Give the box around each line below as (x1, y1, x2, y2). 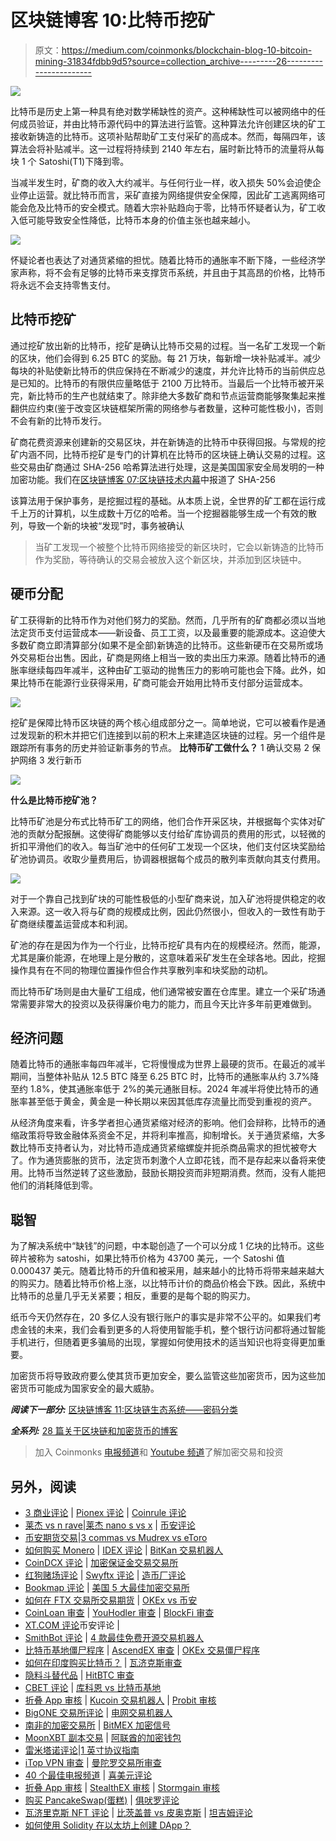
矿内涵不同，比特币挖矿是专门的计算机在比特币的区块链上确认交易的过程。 (10, 448, 317, 460)
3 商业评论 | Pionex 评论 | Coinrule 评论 (24, 1507, 187, 1518)
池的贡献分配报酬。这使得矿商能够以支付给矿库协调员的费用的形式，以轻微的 (10, 827, 326, 840)
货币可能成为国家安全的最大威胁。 (18, 1382, 160, 1395)
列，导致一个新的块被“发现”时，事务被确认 (10, 519, 185, 531)
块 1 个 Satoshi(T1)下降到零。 (10, 155, 130, 167)
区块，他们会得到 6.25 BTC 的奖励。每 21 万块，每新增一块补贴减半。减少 (18, 352, 322, 364)
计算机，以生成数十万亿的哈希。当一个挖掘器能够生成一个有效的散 (44, 507, 317, 519)
